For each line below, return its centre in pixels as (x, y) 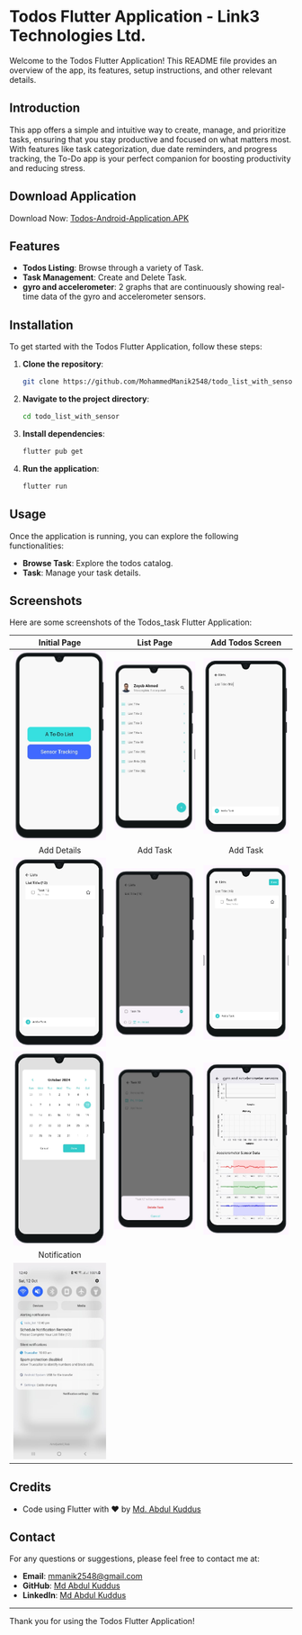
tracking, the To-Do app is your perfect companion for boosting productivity (150, 158)
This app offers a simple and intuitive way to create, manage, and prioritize (147, 130)
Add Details (60, 850)
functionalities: (37, 546)
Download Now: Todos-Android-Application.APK (99, 218)
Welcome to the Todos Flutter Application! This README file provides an (143, 60)
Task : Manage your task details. (81, 573)
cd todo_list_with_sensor (71, 417)
